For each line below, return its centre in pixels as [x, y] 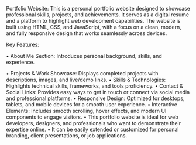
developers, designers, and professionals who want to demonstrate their [94, 123]
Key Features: [23, 44]
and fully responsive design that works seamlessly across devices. [87, 33]
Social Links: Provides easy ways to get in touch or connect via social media [98, 92]
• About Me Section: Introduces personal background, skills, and [84, 56]
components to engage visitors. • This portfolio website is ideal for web [92, 117]
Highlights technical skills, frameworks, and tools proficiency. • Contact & [94, 86]
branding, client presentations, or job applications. [67, 136]
